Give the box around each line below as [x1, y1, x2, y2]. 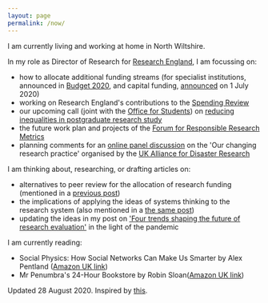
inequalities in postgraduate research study [18, 114, 162, 124]
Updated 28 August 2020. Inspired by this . [7, 285, 148, 295]
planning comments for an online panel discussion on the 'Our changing [18, 140, 257, 150]
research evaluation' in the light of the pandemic [18, 221, 179, 232]
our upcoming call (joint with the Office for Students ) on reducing [18, 106, 235, 116]
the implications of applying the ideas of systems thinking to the [18, 197, 230, 206]
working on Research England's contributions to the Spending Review [18, 98, 250, 107]
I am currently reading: [7, 237, 82, 247]
